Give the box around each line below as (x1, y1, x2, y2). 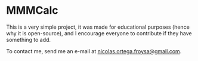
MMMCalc (6, 4, 58, 17)
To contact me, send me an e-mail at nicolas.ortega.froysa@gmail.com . (6, 47, 182, 54)
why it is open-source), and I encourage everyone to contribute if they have (6, 29, 192, 36)
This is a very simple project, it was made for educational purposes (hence (6, 23, 190, 30)
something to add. (6, 36, 51, 43)
